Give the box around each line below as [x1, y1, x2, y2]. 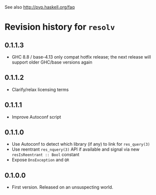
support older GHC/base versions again [11, 59, 93, 65]
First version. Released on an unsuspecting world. [11, 184, 114, 190]
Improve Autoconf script [11, 114, 62, 120]
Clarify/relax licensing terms [11, 86, 69, 93]
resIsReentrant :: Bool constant [11, 152, 80, 158]
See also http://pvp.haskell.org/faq [4, 4, 75, 10]
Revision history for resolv [4, 22, 115, 32]
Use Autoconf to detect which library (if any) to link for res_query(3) [11, 141, 151, 147]
